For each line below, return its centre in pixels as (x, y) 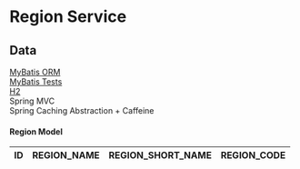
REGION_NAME (66, 155)
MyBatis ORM (35, 72)
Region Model (36, 131)
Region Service (68, 17)
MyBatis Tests (36, 82)
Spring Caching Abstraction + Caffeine (82, 110)
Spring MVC (32, 101)
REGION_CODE (253, 155)
